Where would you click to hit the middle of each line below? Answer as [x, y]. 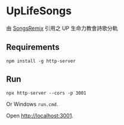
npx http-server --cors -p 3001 [46, 93]
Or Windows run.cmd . [32, 104]
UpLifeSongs [39, 11]
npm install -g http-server [41, 61]
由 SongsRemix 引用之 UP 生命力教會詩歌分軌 [62, 28]
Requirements [33, 47]
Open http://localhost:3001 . [40, 115]
